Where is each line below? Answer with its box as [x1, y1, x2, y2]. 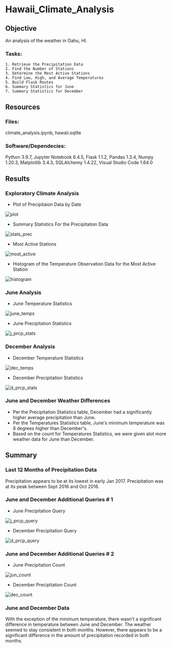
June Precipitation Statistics [12, 320, 72, 327]
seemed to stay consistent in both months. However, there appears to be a [5, 627, 162, 633]
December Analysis [5, 343, 55, 350]
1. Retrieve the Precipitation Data [5, 62, 83, 67]
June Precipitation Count [12, 562, 65, 568]
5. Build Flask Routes [5, 80, 54, 85]
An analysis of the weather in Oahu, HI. [5, 37, 88, 44]
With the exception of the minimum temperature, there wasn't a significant [5, 616, 162, 622]
